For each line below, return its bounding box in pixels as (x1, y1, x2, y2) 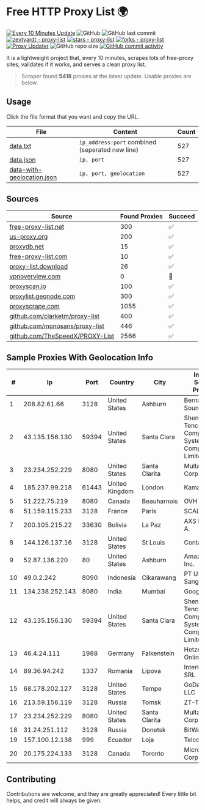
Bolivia (107, 521, 127, 529)
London (142, 483, 164, 492)
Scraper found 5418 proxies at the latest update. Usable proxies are (21, 72, 192, 80)
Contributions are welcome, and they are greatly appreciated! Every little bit (6, 790, 196, 798)
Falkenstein (142, 649, 175, 658)
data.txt (9, 141, 32, 150)
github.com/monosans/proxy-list (9, 322, 105, 330)
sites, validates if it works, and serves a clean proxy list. (6, 61, 146, 68)
